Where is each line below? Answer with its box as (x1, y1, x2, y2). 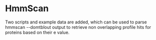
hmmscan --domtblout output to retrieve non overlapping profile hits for (5, 24, 152, 30)
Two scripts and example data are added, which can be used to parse (5, 19, 147, 25)
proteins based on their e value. (5, 29, 70, 35)
